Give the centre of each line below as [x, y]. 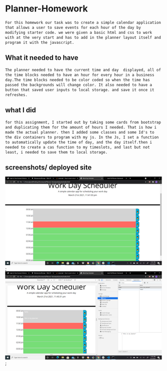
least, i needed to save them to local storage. [56, 152]
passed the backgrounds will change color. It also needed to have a [79, 85]
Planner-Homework [46, 9]
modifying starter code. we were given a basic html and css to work [79, 32]
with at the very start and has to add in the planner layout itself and [83, 37]
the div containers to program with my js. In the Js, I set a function [82, 137]
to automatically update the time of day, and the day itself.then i [79, 142]
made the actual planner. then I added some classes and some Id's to [80, 132]
